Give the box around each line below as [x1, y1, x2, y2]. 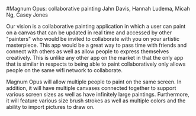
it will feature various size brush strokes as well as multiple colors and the [6, 97, 186, 104]
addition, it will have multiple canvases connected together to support [6, 85, 176, 91]
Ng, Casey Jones [6, 11, 49, 18]
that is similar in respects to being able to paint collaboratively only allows [6, 60, 186, 67]
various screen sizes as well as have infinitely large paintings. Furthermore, [6, 91, 189, 98]
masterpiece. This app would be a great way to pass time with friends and [6, 41, 187, 49]
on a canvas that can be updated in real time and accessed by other [6, 29, 172, 36]
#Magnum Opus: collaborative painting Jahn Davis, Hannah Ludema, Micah [6, 5, 191, 12]
